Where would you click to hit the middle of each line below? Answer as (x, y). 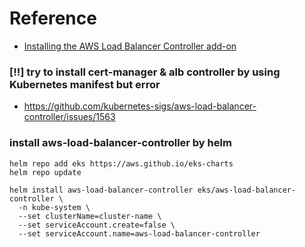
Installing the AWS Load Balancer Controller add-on (130, 46)
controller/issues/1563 (69, 117)
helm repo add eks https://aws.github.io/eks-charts (121, 163)
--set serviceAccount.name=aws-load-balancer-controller (139, 233)
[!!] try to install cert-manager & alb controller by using (145, 72)
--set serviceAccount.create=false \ (97, 225)
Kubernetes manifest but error (85, 84)
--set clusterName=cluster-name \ (90, 216)
